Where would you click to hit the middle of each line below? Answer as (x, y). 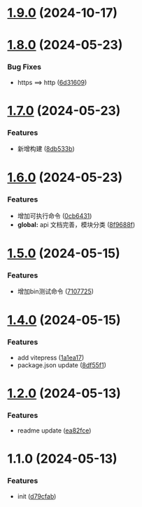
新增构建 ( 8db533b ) (46, 149)
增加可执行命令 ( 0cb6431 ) (55, 216)
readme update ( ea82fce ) (54, 430)
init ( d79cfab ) (37, 496)
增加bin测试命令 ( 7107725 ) (56, 291)
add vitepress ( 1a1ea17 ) (51, 357)
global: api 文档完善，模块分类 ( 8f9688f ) (76, 224)
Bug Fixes (24, 67)
